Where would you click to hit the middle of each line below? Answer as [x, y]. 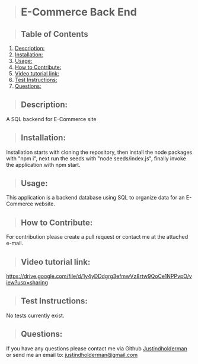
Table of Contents [54, 34]
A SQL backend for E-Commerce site [51, 119]
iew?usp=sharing [27, 283]
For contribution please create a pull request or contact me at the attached [97, 237]
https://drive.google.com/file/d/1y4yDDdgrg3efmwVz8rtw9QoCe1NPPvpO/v [99, 276]
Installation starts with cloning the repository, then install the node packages [99, 152]
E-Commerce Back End [79, 12]
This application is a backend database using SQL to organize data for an [95, 198]
